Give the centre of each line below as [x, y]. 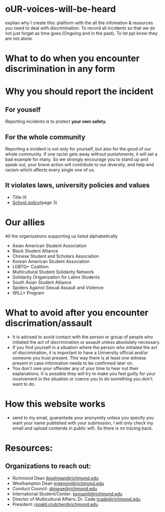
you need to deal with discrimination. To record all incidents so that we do [80, 28]
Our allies [25, 222]
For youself [23, 110]
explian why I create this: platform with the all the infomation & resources [79, 23]
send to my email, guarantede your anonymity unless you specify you [83, 417]
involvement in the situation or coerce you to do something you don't [82, 379]
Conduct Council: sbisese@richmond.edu [55, 488]
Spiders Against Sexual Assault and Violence [58, 288]
